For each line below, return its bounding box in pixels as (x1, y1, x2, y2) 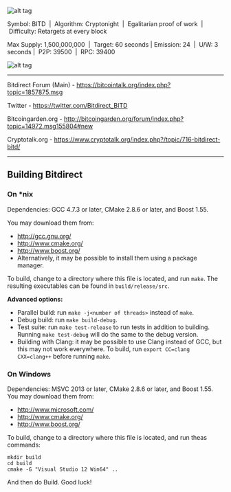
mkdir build (7, 454, 41, 460)
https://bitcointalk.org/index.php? (76, 81, 171, 89)
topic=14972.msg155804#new (7, 122, 93, 130)
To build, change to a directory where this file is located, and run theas (7, 433, 208, 441)
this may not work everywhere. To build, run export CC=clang (16, 344, 190, 353)
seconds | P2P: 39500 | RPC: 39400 (7, 48, 115, 56)
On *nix (7, 190, 33, 199)
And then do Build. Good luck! (7, 478, 92, 486)
